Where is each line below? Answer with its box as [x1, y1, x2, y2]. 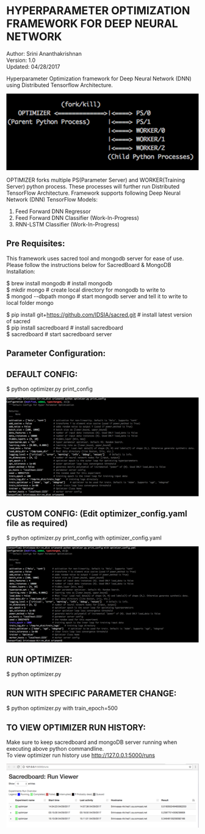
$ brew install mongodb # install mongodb [6, 279, 113, 287]
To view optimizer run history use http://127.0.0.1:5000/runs [6, 751, 156, 759]
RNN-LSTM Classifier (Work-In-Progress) [15, 220, 120, 228]
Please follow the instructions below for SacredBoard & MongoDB [6, 261, 171, 268]
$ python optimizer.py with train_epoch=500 [6, 705, 118, 712]
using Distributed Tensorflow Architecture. [6, 81, 113, 89]
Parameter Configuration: [6, 348, 106, 359]
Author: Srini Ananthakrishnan [6, 50, 82, 57]
